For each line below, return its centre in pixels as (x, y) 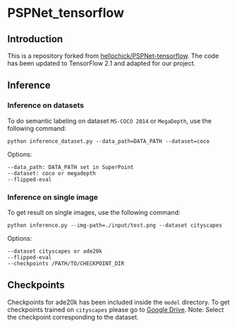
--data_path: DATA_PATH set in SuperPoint (71, 167)
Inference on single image (53, 197)
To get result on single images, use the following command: (94, 212)
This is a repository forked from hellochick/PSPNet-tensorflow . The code (113, 56)
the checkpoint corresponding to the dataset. (73, 317)
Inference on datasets (46, 106)
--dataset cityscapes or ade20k (55, 251)
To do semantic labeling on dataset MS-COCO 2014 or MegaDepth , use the (109, 120)
